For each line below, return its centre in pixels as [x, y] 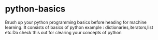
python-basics [35, 9]
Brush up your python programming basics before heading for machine [76, 22]
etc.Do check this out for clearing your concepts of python [63, 32]
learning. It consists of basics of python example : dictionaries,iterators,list [79, 27]
